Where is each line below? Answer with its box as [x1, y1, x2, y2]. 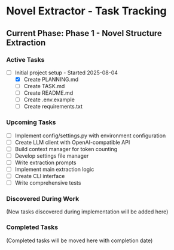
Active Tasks [6, 55, 45, 64]
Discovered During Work [6, 194, 80, 203]
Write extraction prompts [14, 159, 77, 166]
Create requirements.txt [23, 103, 83, 110]
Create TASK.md [23, 83, 65, 89]
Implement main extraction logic [14, 165, 94, 173]
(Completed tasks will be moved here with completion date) [6, 237, 153, 244]
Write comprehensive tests [14, 179, 81, 186]
